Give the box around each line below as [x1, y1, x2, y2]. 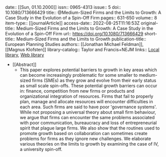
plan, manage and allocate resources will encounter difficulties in [19, 99, 153, 104]
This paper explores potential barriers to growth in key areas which [19, 67, 158, 73]
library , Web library [5, 52, 44, 58]
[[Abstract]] [12, 62, 37, 67]
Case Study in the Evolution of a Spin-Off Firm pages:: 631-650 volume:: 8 [5, 15, 158, 20]
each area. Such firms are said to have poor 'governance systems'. [19, 104, 157, 110]
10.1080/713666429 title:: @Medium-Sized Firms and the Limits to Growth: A [5, 9, 162, 15]
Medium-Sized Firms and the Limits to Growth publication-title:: [16, 36, 147, 42]
